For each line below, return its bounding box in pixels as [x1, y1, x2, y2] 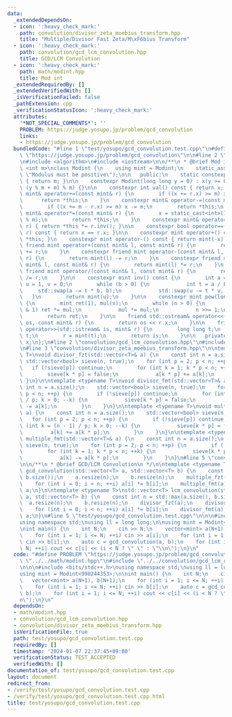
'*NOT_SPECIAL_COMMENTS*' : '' [19, 119, 107, 127]
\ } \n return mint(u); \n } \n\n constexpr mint [19, 294, 202, 301]
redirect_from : [7, 680, 51, 687]
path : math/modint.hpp [19, 68, 85, 75]
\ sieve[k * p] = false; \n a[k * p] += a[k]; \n [19, 371, 215, 378]
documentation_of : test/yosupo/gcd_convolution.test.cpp [7, 667, 175, 674]
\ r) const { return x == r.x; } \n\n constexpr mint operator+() [19, 229, 221, 236]
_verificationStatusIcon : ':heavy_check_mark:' [13, 107, 153, 114]
